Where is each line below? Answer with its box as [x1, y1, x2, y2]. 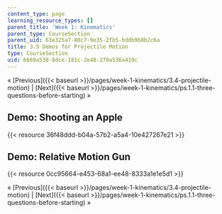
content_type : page [7, 10, 65, 18]
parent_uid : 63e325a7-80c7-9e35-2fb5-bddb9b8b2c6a [7, 37, 160, 44]
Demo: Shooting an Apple [7, 111, 123, 124]
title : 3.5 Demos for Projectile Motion [7, 43, 129, 50]
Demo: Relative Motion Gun [7, 150, 131, 163]
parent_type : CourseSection [7, 30, 91, 38]
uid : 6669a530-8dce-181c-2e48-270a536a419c [7, 57, 138, 64]
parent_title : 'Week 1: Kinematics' [7, 23, 116, 30]
